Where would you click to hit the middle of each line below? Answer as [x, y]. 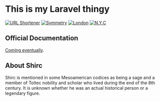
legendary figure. [23, 93]
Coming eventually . [25, 50]
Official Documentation [42, 38]
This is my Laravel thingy [57, 9]
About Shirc [24, 66]
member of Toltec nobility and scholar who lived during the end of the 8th [80, 83]
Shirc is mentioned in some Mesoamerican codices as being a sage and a [80, 77]
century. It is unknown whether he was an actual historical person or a [77, 88]
